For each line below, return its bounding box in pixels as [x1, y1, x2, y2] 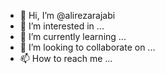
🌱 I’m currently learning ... [19, 31, 127, 42]
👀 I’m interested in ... [19, 20, 105, 32]
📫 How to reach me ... [19, 53, 113, 64]
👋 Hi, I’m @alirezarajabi [19, 10, 116, 21]
